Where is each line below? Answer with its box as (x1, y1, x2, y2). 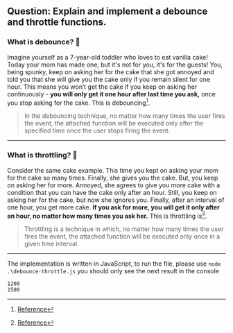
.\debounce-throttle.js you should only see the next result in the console (7, 267, 220, 275)
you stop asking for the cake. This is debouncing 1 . (7, 97, 150, 107)
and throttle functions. (7, 17, 107, 28)
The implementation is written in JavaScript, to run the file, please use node (7, 259, 221, 268)
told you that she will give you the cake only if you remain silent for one (7, 75, 210, 83)
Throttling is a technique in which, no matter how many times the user (24, 225, 224, 233)
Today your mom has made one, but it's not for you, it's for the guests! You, (7, 60, 223, 69)
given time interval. (24, 239, 79, 248)
